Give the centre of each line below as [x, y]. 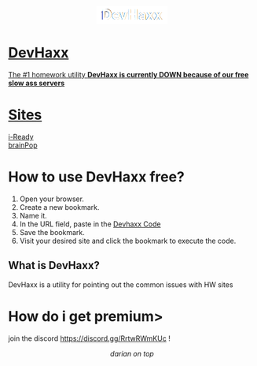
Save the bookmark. [52, 232]
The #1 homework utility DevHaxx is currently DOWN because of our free [128, 74]
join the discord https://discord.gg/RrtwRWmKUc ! [89, 338]
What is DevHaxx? [54, 265]
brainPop [23, 145]
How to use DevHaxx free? [96, 177]
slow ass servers [37, 83]
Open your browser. [52, 199]
